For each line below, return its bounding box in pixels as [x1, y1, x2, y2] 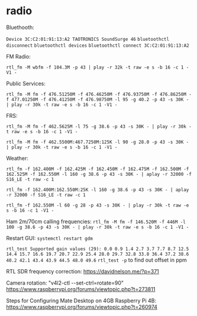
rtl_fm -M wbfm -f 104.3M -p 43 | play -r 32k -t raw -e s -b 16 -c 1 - [6, 64, 189, 70]
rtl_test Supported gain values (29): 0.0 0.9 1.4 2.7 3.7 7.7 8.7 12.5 [6, 246, 189, 252]
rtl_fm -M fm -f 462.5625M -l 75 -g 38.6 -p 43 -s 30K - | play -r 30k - [6, 123, 192, 130]
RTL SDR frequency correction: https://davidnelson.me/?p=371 [6, 267, 160, 275]
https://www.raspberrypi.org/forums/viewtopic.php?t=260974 [6, 303, 158, 310]
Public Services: [6, 80, 46, 87]
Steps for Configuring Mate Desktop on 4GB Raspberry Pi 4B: [6, 297, 157, 304]
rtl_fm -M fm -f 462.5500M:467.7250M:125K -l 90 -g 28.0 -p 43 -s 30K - [6, 139, 189, 145]
